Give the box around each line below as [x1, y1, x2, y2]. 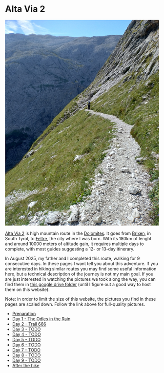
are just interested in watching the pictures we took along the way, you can [5, 276, 156, 282]
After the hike [12, 362, 40, 368]
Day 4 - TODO [12, 331, 41, 337]
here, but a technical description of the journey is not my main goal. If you [5, 271, 154, 277]
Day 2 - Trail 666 [12, 321, 46, 327]
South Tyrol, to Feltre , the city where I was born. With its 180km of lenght [5, 235, 152, 241]
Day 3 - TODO [12, 326, 41, 332]
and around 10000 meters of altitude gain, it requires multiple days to [5, 241, 144, 247]
